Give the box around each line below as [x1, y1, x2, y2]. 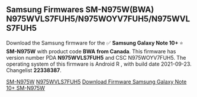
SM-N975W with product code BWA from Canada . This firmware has [6, 47, 176, 55]
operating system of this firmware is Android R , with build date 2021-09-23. [6, 60, 192, 67]
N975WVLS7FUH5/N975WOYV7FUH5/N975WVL [6, 14, 190, 24]
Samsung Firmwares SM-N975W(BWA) [6, 5, 154, 15]
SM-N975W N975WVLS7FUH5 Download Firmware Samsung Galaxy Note [6, 78, 187, 85]
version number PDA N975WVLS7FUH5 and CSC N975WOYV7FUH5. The [6, 54, 186, 61]
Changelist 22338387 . [6, 66, 62, 73]
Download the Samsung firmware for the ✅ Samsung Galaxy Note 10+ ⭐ [6, 39, 183, 46]
